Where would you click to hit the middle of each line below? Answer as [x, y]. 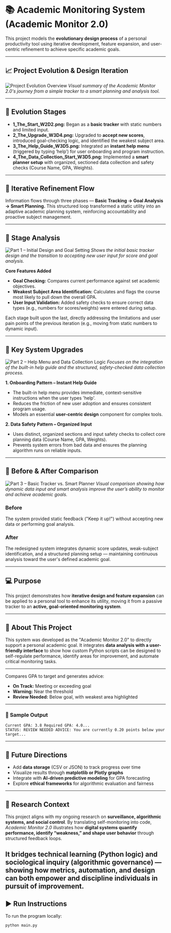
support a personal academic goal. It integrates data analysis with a [77, 645]
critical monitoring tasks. [31, 662]
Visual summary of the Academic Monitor [112, 85]
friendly [14, 651]
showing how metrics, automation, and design [80, 870]
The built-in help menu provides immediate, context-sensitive [77, 392]
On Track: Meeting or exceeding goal [52, 686]
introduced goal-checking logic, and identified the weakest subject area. [89, 141]
